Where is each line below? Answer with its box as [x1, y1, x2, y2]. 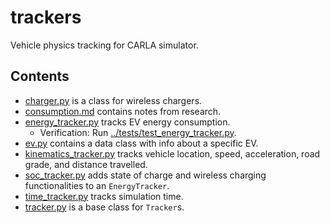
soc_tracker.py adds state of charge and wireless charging [24, 169, 267, 181]
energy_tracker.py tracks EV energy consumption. [24, 116, 231, 128]
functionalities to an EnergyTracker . [24, 179, 170, 191]
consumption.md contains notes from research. [24, 105, 222, 117]
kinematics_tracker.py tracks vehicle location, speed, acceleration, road [24, 147, 321, 160]
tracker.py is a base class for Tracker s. [24, 201, 185, 213]
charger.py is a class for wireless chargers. [24, 94, 203, 106]
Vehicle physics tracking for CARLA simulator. [10, 39, 199, 51]
